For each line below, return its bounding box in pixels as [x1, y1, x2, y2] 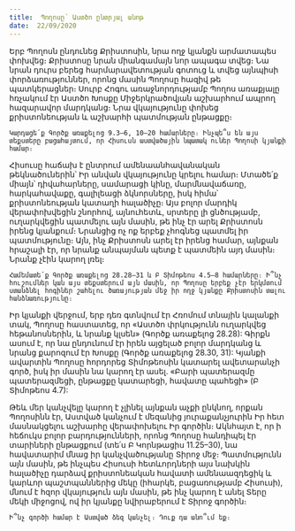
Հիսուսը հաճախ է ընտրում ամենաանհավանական [9, 159, 221, 170]
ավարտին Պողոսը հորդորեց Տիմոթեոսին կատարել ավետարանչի [9, 356, 281, 367]
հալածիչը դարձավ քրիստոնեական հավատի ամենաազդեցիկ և [9, 467, 272, 478]
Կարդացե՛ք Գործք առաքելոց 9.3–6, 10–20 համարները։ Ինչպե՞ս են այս [9, 128, 259, 137]
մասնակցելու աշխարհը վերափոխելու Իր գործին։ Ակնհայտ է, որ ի [9, 420, 282, 431]
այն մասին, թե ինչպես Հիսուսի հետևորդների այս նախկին [9, 458, 250, 469]
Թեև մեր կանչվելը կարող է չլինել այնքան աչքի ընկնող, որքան [9, 402, 263, 412]
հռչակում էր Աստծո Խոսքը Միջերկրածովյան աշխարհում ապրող [9, 92, 276, 103]
